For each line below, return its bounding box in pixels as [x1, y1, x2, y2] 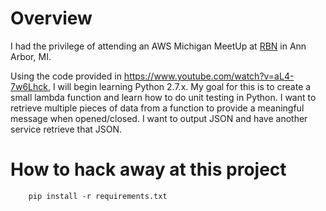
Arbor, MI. [10, 50, 52, 62]
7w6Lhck [10, 80, 48, 92]
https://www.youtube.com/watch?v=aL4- [123, 70, 295, 82]
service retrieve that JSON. [10, 123, 123, 135]
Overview [10, 7, 93, 30]
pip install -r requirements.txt [28, 191, 168, 201]
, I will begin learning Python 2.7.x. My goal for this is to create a [47, 80, 312, 92]
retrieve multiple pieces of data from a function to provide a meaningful [10, 102, 305, 114]
